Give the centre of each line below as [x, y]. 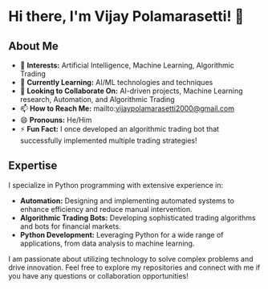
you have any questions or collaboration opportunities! [98, 275]
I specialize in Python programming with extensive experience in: [116, 185]
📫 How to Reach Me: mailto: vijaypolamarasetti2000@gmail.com [127, 108]
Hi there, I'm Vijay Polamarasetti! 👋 [126, 16]
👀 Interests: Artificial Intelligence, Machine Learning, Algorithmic [127, 65]
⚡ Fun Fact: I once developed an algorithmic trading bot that [119, 129]
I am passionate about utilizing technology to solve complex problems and [131, 258]
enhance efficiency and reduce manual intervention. [106, 209]
